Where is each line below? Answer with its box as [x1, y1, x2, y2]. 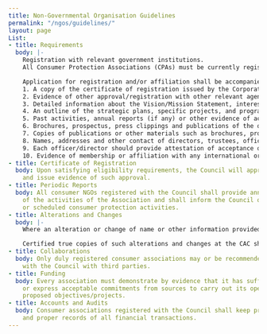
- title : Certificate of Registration [8, 159, 137, 167]
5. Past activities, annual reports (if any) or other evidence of [22, 115, 250, 123]
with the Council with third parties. [22, 262, 151, 270]
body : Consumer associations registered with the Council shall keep [15, 307, 250, 315]
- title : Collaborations [8, 247, 91, 255]
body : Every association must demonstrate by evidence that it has [15, 277, 244, 285]
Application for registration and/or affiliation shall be [22, 77, 222, 86]
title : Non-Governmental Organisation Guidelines [8, 11, 176, 20]
